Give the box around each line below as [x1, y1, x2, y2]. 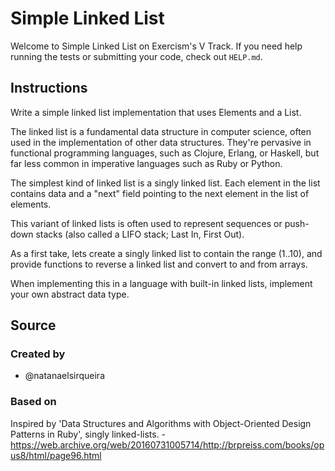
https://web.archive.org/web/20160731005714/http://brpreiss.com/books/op [10, 438, 325, 451]
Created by [10, 347, 66, 361]
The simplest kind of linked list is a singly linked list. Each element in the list [10, 177, 321, 189]
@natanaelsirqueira [24, 370, 105, 382]
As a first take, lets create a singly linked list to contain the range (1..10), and [10, 247, 323, 259]
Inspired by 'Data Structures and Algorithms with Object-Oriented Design [10, 417, 312, 429]
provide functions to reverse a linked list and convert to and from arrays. [10, 258, 308, 270]
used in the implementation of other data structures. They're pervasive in [10, 136, 312, 148]
